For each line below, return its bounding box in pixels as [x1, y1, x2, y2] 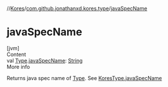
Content [6, 51, 26, 58]
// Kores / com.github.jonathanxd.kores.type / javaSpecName [6, 5, 147, 12]
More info [6, 63, 31, 70]
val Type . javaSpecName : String [6, 57, 83, 64]
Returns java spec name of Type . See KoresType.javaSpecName [6, 74, 162, 81]
